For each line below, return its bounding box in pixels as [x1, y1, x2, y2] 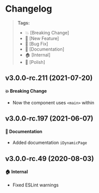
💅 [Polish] [25, 59, 45, 65]
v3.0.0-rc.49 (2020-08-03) [5, 154, 94, 163]
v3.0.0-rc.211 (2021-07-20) [5, 74, 93, 83]
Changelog [5, 3, 52, 15]
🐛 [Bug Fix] [25, 41, 49, 47]
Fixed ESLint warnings [12, 182, 59, 188]
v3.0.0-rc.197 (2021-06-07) [5, 114, 93, 123]
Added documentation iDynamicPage [12, 140, 87, 146]
